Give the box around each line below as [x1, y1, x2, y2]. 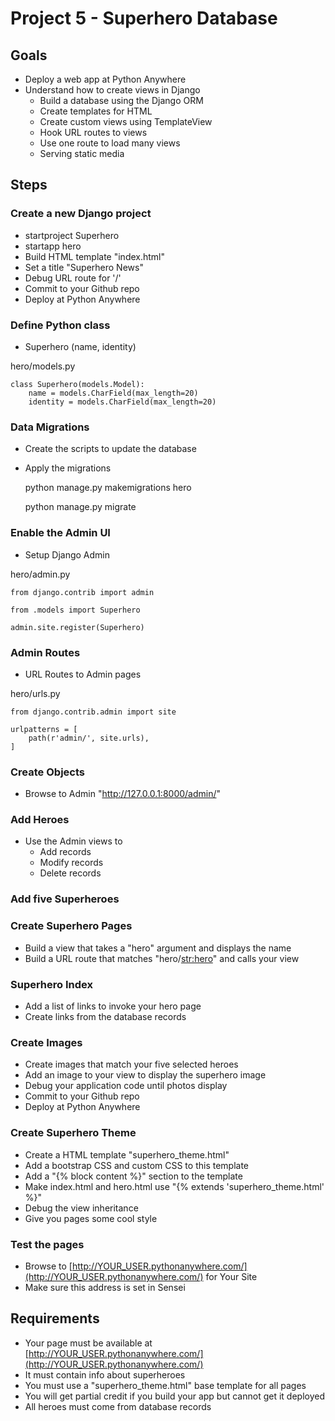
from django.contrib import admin [10, 587, 155, 597]
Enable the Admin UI [10, 526, 111, 540]
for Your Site [205, 1270, 258, 1282]
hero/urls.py [10, 687, 61, 699]
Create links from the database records [24, 1010, 187, 1022]
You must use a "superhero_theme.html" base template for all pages [24, 1379, 307, 1391]
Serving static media [39, 148, 125, 159]
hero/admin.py [10, 568, 71, 580]
